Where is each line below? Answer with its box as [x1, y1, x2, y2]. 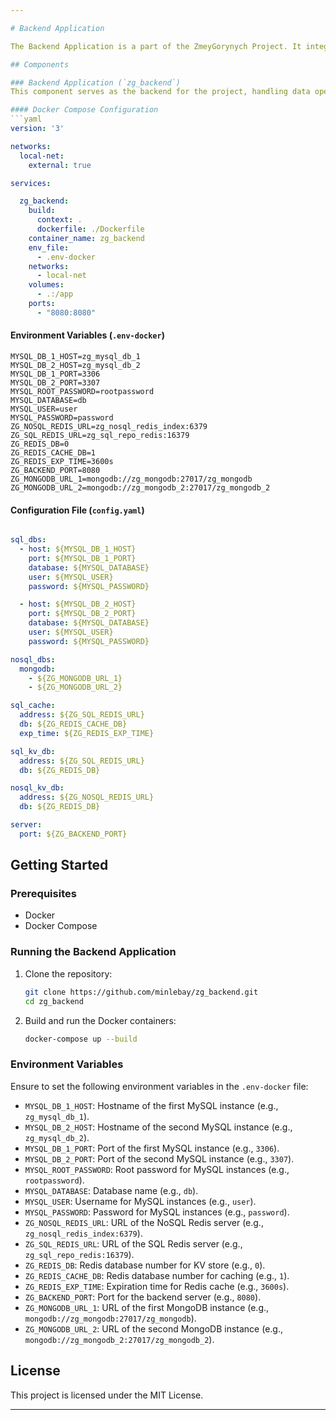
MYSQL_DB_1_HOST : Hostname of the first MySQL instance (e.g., [24, 1099, 279, 1111]
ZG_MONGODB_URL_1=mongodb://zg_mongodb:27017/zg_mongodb [10, 474, 253, 484]
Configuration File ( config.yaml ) [10, 504, 145, 516]
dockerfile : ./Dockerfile [36, 224, 145, 234]
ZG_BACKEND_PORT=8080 [10, 465, 101, 475]
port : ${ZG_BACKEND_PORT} [19, 829, 128, 839]
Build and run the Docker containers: [24, 1014, 177, 1026]
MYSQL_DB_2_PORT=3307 [10, 377, 101, 388]
